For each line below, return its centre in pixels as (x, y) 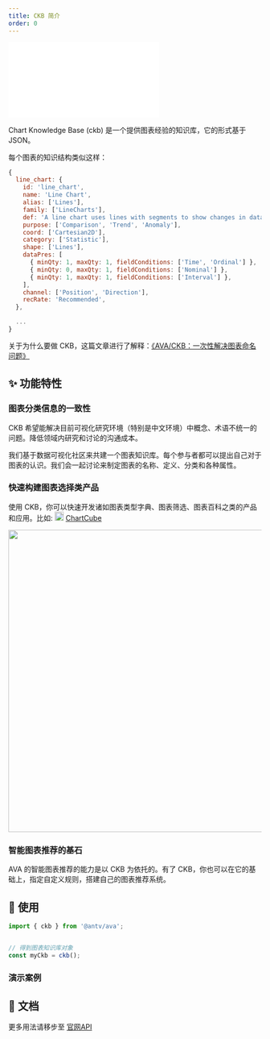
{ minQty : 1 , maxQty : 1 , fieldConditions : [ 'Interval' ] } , (131, 277)
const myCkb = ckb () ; (45, 955)
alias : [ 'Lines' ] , (53, 202)
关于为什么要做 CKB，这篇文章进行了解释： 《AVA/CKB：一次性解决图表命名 (132, 345)
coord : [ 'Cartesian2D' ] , (64, 232)
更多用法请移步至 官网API (50, 1027)
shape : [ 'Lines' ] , (53, 247)
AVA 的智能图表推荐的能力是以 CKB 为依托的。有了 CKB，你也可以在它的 (129, 869)
